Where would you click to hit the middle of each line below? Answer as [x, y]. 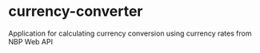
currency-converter [76, 11]
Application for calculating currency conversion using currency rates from [130, 33]
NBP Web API [31, 41]
